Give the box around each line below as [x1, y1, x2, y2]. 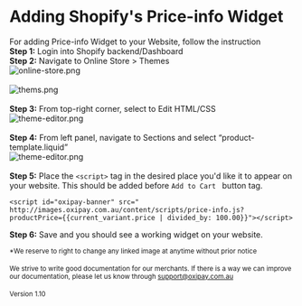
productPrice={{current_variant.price [9, 213, 156, 222]
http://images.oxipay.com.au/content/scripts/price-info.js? [9, 205, 245, 214]
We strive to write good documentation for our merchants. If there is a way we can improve [9, 264, 292, 273]
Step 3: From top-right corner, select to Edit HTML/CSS [9, 103, 217, 114]
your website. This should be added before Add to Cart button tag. [9, 180, 263, 190]
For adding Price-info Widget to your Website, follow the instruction [9, 36, 261, 47]
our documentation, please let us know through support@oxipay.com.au [9, 272, 233, 281]
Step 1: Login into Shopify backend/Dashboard [9, 45, 184, 56]
